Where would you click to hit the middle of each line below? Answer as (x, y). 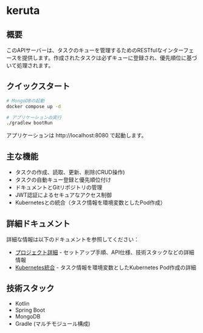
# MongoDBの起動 (26, 101)
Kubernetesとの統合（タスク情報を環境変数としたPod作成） (90, 203)
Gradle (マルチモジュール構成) (53, 323)
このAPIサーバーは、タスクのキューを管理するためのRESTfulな (84, 50)
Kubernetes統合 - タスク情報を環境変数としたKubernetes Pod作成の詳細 (105, 267)
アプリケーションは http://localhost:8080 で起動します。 (77, 136)
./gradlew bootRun (29, 123)
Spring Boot (30, 310)
